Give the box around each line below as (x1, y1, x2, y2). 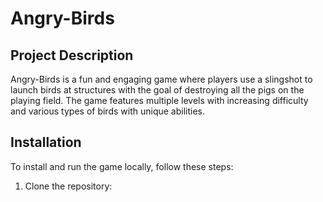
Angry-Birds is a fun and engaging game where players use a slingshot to (10, 73, 313, 85)
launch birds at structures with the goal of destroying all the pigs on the (10, 84, 305, 96)
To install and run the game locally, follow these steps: (10, 160, 234, 172)
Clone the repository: (24, 180, 113, 192)
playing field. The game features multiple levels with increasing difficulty (10, 95, 309, 106)
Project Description (10, 47, 134, 64)
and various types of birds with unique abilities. (10, 105, 205, 117)
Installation (10, 134, 82, 151)
